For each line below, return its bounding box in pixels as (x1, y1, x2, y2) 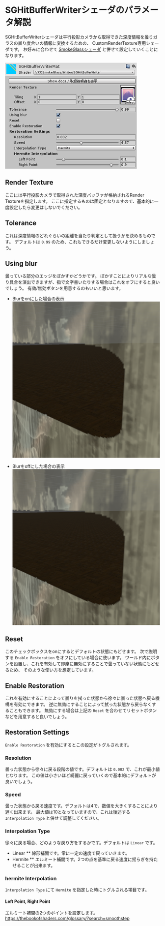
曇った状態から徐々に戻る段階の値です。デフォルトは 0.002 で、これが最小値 (5, 766, 160, 772)
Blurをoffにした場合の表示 (12, 463, 65, 469)
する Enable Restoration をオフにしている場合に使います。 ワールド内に (5, 655, 151, 661)
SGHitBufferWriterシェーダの (5, 4, 125, 16)
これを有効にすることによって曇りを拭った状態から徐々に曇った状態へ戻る (5, 695, 156, 701)
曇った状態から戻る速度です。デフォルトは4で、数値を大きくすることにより (5, 803, 158, 809)
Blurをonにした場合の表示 (12, 296, 65, 302)
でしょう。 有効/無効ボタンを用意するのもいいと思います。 (5, 285, 124, 291)
